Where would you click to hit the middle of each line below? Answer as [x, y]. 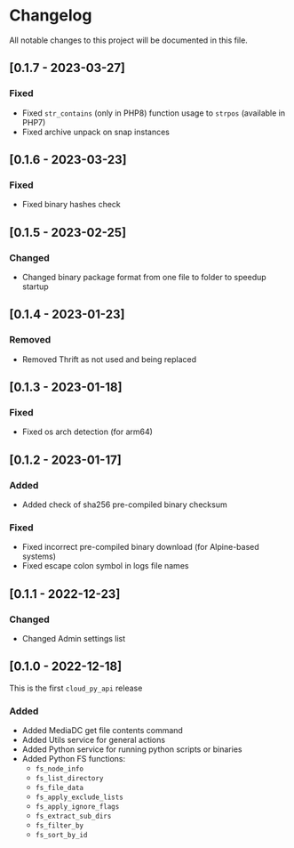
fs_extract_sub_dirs [73, 816]
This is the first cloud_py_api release [76, 688]
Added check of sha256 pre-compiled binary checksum [125, 505]
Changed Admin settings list [74, 639]
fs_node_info [60, 769]
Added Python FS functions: [74, 759]
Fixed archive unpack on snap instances [96, 132]
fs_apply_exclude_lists [79, 797]
